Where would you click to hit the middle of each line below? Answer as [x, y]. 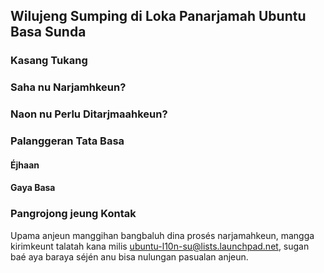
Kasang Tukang [49, 61]
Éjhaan [25, 165]
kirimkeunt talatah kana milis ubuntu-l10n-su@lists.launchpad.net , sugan [160, 246]
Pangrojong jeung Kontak [73, 214]
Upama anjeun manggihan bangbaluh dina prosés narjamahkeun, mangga [162, 235]
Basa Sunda [48, 32]
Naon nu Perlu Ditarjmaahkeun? [89, 114]
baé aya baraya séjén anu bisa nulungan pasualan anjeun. [129, 256]
